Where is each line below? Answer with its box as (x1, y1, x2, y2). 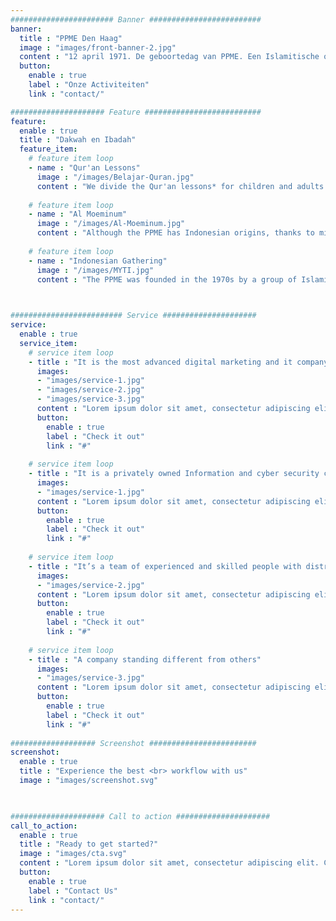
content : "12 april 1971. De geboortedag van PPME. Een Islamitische (19, 52, 320, 62)
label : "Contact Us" (28, 886, 118, 896)
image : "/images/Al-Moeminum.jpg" (36, 219, 186, 229)
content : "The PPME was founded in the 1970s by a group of (36, 274, 298, 285)
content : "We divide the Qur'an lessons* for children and (36, 181, 293, 191)
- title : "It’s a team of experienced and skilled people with (28, 561, 302, 571)
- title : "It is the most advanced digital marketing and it (28, 357, 293, 367)
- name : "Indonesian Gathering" (28, 256, 168, 266)
